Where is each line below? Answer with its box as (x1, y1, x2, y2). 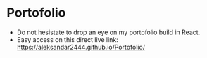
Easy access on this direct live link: (16, 35, 119, 43)
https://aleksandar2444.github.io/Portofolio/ (16, 43, 146, 51)
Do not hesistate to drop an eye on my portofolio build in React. (16, 28, 201, 36)
